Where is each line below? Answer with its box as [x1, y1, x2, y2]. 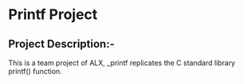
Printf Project [8, 6, 98, 24]
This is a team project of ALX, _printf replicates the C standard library [8, 58, 236, 67]
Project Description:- [8, 37, 116, 51]
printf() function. [8, 67, 62, 76]
